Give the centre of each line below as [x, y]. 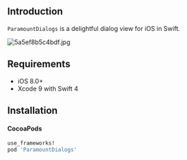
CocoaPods [25, 128]
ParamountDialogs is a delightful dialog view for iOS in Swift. [94, 28]
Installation [32, 111]
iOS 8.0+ [30, 81]
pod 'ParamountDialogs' [42, 150]
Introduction [35, 12]
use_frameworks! [31, 143]
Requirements [39, 64]
